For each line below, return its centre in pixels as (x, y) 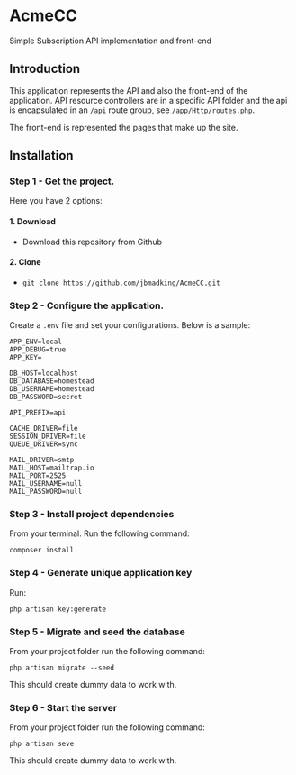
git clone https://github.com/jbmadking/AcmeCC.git (121, 283)
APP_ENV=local (36, 342)
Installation (41, 155)
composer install (42, 551)
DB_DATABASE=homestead (52, 381)
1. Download (33, 222)
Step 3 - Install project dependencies (92, 515)
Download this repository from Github (92, 242)
